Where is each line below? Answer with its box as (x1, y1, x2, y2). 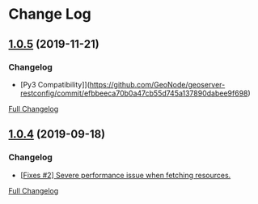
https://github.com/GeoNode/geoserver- (89, 79, 226, 89)
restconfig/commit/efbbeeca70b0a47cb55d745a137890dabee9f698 (19, 88, 248, 98)
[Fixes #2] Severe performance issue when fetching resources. (19, 170, 231, 180)
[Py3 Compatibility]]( (19, 79, 91, 89)
